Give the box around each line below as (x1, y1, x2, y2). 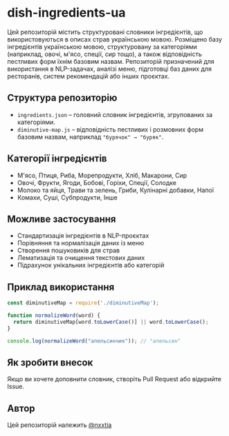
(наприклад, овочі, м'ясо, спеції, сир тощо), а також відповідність (7, 50, 202, 58)
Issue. (7, 383, 25, 391)
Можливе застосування (7, 213, 116, 225)
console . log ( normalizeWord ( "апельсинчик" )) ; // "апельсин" (7, 338, 181, 345)
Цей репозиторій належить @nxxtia (7, 421, 112, 429)
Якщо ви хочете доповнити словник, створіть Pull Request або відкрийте (7, 375, 221, 383)
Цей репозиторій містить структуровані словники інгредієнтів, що (7, 28, 203, 36)
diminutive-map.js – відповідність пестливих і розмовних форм (17, 125, 204, 133)
